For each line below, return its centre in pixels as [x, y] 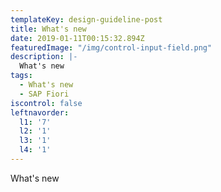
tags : [21, 76]
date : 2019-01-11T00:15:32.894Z [77, 38]
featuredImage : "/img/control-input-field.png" [111, 47]
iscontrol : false [46, 103]
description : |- [44, 57]
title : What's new [48, 29]
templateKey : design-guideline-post [86, 19]
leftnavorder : [40, 112]
